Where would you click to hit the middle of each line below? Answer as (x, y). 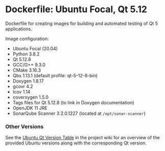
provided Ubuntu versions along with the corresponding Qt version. (76, 143)
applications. (19, 28)
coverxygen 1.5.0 (31, 97)
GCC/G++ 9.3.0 (29, 65)
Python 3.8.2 (26, 54)
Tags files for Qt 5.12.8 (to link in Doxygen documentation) (73, 102)
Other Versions (24, 127)
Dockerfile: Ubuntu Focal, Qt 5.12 (76, 9)
